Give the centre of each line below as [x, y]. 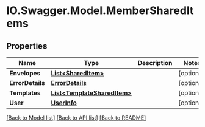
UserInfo [64, 103]
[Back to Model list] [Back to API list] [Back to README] [76, 118]
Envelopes [25, 73]
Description [155, 63]
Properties [27, 46]
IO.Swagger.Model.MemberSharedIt [100, 11]
